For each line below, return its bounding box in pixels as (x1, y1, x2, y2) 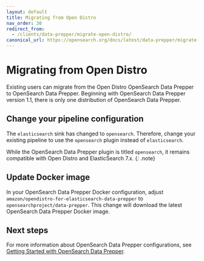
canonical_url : (6, 37, 45, 43)
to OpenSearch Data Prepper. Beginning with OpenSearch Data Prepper (6, 89, 186, 97)
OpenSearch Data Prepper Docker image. (6, 208, 110, 215)
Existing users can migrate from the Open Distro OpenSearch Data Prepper (6, 83, 194, 90)
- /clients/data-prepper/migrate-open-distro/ (12, 32, 132, 38)
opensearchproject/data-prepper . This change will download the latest (6, 201, 182, 208)
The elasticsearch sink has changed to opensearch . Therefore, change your (6, 130, 196, 137)
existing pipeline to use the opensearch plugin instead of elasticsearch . (6, 136, 184, 143)
